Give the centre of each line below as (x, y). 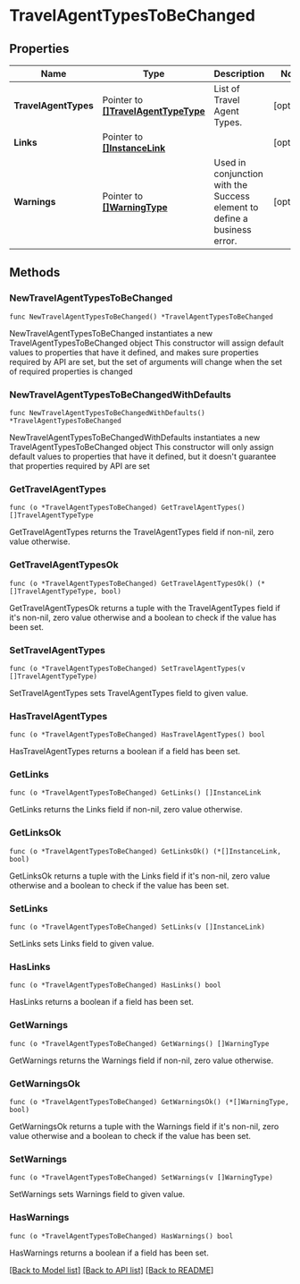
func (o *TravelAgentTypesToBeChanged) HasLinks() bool (115, 985)
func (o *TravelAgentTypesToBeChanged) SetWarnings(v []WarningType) (142, 1178)
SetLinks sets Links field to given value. (82, 944)
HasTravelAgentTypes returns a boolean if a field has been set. (125, 752)
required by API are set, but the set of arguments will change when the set (146, 361)
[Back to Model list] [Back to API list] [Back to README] (112, 1270)
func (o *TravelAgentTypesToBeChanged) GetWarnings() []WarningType (139, 1043)
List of (227, 89)
